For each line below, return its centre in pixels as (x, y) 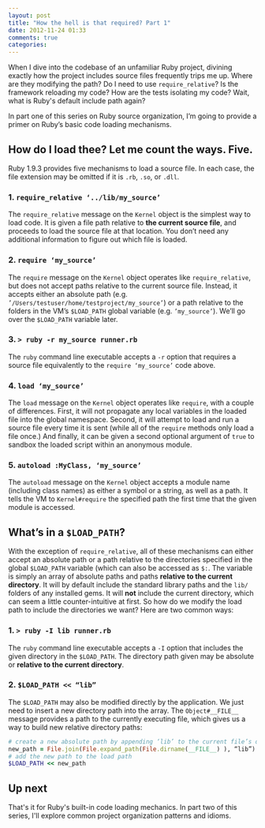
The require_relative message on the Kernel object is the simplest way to (129, 215)
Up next (28, 788)
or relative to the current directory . (66, 665)
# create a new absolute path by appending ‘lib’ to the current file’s (130, 742)
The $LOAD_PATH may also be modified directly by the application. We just (126, 702)
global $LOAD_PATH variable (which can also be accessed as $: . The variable (131, 568)
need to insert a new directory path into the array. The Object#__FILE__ (123, 710)
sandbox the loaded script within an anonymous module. (100, 445)
